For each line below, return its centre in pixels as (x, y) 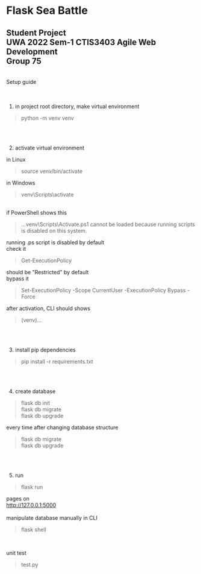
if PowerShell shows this (37, 213)
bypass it (17, 279)
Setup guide (21, 82)
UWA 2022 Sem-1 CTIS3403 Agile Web (81, 42)
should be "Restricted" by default (48, 272)
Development (32, 52)
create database (35, 391)
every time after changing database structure (62, 427)
